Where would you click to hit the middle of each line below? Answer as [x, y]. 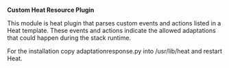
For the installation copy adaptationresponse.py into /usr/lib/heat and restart [115, 51]
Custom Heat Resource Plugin [51, 10]
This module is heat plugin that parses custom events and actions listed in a [114, 23]
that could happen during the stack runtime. [69, 38]
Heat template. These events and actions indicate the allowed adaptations [111, 31]
